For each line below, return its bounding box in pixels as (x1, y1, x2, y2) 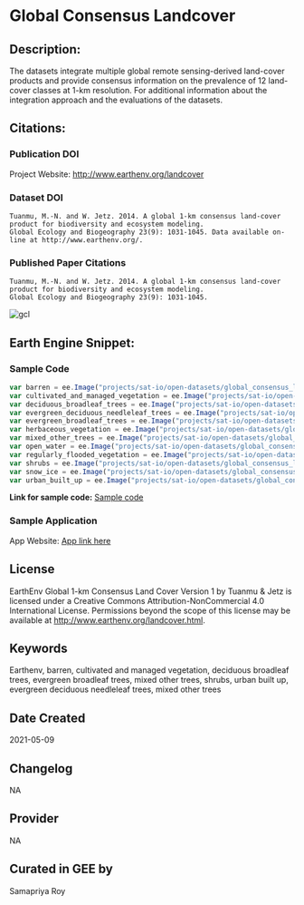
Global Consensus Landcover (9, 5, 236, 26)
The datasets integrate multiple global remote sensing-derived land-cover (9, 65, 285, 76)
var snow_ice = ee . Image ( (9, 467, 107, 476)
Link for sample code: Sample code (9, 491, 144, 503)
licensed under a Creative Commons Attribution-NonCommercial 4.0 (9, 595, 265, 606)
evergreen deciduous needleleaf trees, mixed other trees (9, 684, 222, 695)
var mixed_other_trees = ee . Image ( (9, 433, 144, 443)
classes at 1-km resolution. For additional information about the (33, 85, 268, 95)
